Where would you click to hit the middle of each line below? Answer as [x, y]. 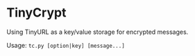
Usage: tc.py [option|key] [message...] [66, 45]
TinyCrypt [36, 13]
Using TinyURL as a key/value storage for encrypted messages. [97, 32]
